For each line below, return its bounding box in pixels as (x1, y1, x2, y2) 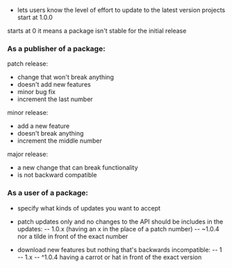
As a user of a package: (7, 188, 88, 198)
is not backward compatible (17, 171, 97, 179)
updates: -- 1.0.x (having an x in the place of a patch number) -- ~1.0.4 (17, 224, 219, 233)
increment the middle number (17, 136, 102, 145)
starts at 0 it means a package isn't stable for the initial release (7, 27, 187, 35)
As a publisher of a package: (7, 44, 106, 53)
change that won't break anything (17, 73, 115, 82)
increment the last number (17, 95, 93, 103)
